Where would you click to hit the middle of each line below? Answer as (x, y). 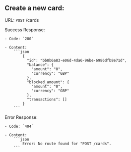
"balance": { (40, 65)
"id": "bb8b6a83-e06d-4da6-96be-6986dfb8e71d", (77, 60)
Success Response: (25, 30)
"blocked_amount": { (48, 82)
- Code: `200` (19, 39)
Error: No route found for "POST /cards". (67, 144)
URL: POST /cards (22, 20)
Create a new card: (34, 8)
